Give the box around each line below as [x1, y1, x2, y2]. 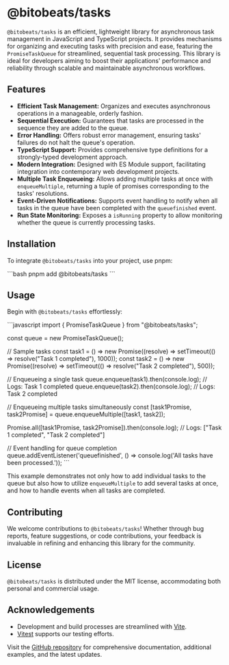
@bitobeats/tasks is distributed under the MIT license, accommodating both [7, 577, 221, 585]
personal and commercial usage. [7, 584, 99, 592]
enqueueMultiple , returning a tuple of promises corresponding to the [16, 181, 210, 190]
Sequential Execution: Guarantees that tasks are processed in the [16, 116, 204, 125]
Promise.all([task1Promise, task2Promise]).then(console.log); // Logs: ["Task [7, 423, 222, 432]
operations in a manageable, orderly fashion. [16, 109, 144, 117]
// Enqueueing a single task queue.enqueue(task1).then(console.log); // [7, 375, 207, 384]
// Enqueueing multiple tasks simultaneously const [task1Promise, [7, 403, 192, 412]
